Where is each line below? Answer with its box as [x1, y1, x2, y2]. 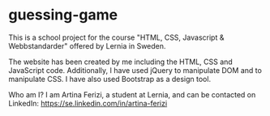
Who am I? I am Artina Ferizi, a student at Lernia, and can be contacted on [8, 89, 256, 99]
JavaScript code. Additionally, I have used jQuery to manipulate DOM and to [8, 65, 262, 75]
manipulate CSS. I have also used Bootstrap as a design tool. [8, 74, 212, 84]
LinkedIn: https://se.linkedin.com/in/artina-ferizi [8, 98, 168, 108]
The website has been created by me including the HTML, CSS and [8, 57, 233, 67]
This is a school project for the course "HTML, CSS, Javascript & [8, 32, 225, 42]
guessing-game [8, 6, 118, 24]
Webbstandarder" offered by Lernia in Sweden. [8, 41, 166, 50]
